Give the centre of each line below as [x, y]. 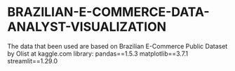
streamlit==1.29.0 [33, 61]
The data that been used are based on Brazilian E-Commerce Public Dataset [117, 46]
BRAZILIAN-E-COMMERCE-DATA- [108, 12]
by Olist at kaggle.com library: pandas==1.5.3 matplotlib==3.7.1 [98, 54]
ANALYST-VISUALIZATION [87, 27]
